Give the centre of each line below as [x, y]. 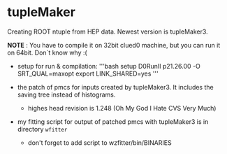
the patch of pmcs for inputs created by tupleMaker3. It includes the [116, 87]
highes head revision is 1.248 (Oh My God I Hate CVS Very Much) [122, 108]
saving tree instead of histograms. [66, 94]
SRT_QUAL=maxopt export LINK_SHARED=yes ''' [88, 73]
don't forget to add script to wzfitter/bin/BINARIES [100, 142]
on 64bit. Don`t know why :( [47, 52]
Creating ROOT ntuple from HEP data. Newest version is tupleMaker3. [108, 31]
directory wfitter [42, 129]
